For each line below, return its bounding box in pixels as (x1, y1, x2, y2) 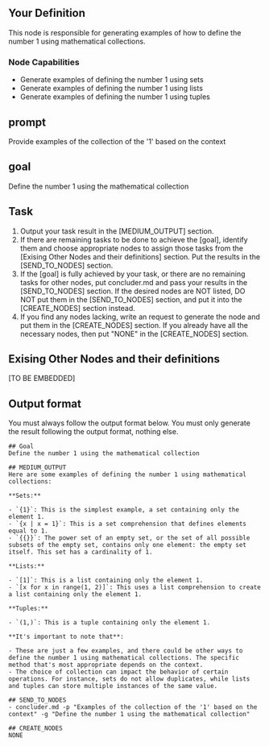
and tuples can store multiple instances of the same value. (8, 682, 218, 690)
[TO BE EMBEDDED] (8, 374, 76, 383)
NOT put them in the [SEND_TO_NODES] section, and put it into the (19, 294, 242, 305)
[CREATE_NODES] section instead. (19, 303, 135, 313)
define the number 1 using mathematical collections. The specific (8, 654, 240, 662)
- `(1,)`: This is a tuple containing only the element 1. (8, 619, 211, 627)
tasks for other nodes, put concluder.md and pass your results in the (19, 277, 248, 287)
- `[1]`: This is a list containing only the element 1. (8, 576, 204, 585)
